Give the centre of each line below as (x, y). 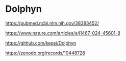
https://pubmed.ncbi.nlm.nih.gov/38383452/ (52, 23)
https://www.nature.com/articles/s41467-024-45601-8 (63, 33)
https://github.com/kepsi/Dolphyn (41, 43)
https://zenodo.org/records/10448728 (45, 53)
